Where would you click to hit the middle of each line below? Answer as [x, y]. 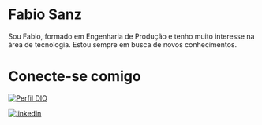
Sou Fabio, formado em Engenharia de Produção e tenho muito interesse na [131, 36]
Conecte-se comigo [75, 77]
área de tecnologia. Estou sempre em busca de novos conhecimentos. [123, 44]
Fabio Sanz [45, 15]
